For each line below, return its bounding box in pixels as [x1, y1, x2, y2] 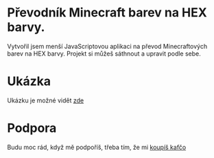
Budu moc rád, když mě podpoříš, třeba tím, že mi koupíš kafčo [7, 143, 187, 151]
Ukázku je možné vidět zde [7, 96, 84, 104]
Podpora [7, 120, 57, 136]
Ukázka [7, 74, 51, 89]
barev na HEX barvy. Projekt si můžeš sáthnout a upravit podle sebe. [7, 49, 201, 58]
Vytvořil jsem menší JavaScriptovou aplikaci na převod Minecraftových [7, 42, 208, 50]
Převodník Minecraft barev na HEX [7, 5, 207, 21]
